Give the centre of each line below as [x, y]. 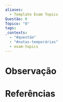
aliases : [14, 10]
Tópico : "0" [17, 24]
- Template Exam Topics [34, 14]
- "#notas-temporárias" [34, 42]
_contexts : [16, 33]
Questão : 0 [16, 19]
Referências [30, 94]
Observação [31, 71]
